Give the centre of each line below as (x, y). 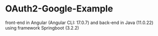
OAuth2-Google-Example (59, 9)
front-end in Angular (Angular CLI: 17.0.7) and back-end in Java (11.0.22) (79, 22)
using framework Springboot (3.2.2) (42, 27)
